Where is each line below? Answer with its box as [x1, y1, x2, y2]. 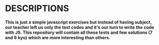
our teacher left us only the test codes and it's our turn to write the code [5, 24, 155, 30]
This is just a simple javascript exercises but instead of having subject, [5, 19, 152, 25]
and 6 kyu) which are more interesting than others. [5, 34, 111, 40]
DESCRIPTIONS [5, 3, 69, 14]
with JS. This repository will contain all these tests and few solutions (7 [5, 30, 153, 35]
